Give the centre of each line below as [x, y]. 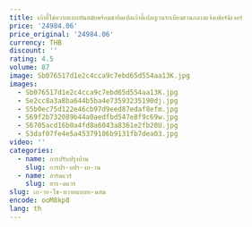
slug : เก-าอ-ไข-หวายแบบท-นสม [57, 192]
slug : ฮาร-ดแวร [51, 184]
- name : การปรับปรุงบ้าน [53, 159]
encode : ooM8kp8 [39, 201]
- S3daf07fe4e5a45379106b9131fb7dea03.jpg [98, 134]
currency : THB [36, 42]
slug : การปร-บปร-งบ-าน [63, 167]
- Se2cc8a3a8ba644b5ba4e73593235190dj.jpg [98, 101]
